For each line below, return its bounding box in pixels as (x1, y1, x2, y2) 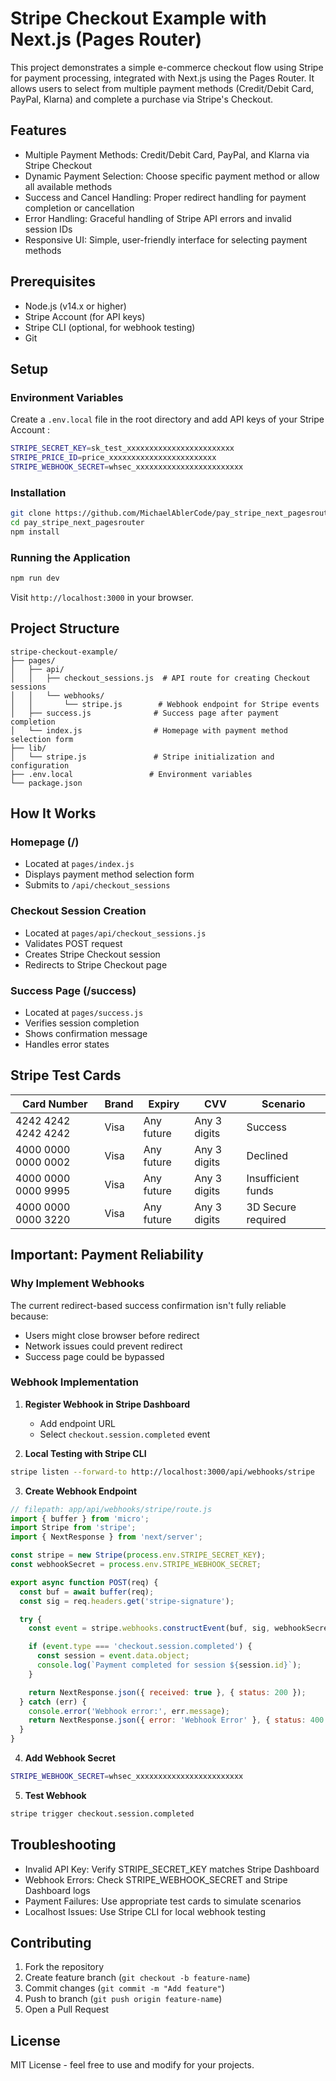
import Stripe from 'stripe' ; (10, 1523, 137, 1533)
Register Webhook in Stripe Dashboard (24, 1398, 191, 1410)
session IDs (24, 223, 73, 235)
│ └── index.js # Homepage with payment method (10, 725, 288, 736)
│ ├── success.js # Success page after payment (10, 708, 280, 718)
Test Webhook (24, 1789, 87, 1801)
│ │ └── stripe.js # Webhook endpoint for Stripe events (10, 699, 320, 709)
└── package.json (10, 778, 83, 788)
